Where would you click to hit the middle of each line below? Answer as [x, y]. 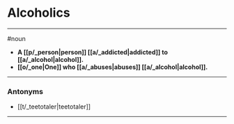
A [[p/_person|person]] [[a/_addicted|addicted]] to [93, 52]
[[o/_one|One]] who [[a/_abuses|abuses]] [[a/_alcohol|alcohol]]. [112, 67]
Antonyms [25, 91]
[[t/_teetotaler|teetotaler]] [54, 107]
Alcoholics [39, 13]
